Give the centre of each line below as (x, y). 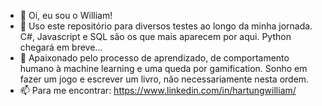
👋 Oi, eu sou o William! (66, 15)
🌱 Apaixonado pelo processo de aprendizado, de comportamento (154, 58)
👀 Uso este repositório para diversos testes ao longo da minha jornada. (166, 26)
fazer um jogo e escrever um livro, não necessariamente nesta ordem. (164, 79)
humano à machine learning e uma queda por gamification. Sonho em (163, 68)
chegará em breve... (61, 47)
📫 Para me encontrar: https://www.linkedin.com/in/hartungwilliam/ (158, 90)
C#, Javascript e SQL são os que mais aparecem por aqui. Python (155, 36)
